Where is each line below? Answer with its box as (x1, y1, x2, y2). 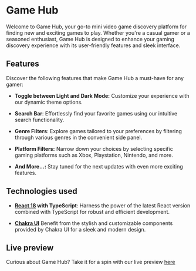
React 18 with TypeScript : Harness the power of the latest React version (14, 201, 191, 209)
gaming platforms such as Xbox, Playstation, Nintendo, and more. (14, 151, 173, 158)
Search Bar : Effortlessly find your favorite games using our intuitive (14, 110, 178, 117)
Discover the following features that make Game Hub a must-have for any (6, 74, 184, 81)
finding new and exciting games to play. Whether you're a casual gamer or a (6, 29, 191, 36)
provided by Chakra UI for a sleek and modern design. (14, 226, 146, 233)
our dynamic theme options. (14, 98, 83, 105)
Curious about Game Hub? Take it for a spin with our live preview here (6, 259, 175, 266)
